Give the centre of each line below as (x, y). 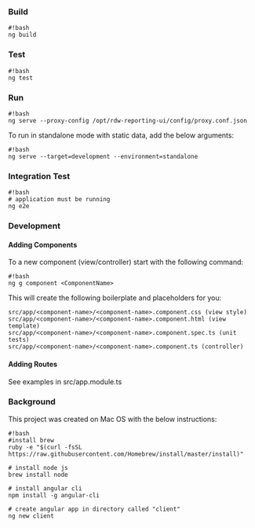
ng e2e (19, 207)
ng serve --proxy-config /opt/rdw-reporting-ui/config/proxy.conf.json (127, 120)
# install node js (38, 467)
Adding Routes (33, 364)
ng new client (31, 516)
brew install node (38, 475)
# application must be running (59, 200)
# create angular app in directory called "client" (94, 509)
